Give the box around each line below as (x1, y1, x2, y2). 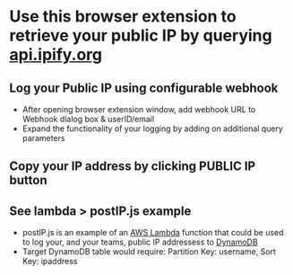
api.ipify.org (9, 45, 103, 65)
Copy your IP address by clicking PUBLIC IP (9, 159, 256, 174)
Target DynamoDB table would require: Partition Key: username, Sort (22, 246, 276, 257)
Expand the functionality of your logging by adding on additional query (22, 123, 284, 134)
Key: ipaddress (22, 256, 78, 267)
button (9, 173, 47, 188)
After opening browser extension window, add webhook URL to (22, 104, 256, 114)
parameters (22, 133, 65, 143)
